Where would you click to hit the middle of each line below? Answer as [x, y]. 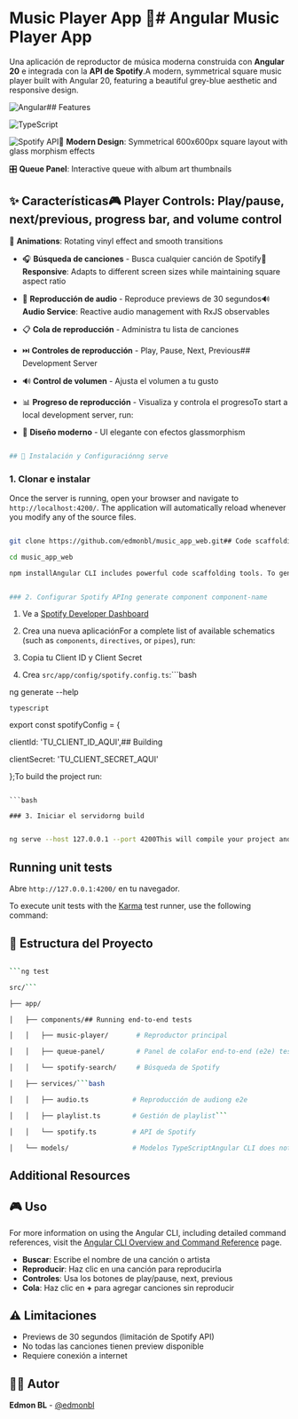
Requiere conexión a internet [75, 1356]
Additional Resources [70, 1175]
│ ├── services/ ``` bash [57, 1084]
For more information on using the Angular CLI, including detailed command [148, 1232]
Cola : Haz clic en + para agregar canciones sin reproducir [128, 1287]
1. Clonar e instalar [50, 479]
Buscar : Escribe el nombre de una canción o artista [116, 1259]
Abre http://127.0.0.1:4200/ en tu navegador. [94, 889]
